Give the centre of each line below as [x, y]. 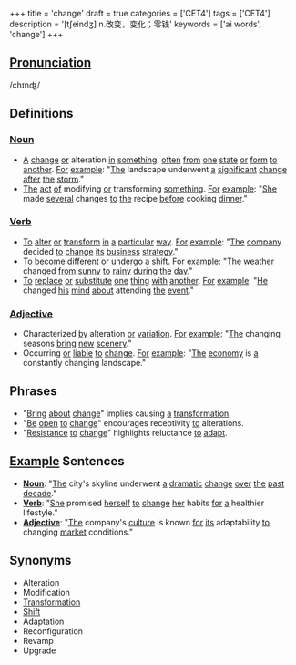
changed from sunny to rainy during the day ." [107, 270]
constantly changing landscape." [84, 363]
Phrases [33, 391]
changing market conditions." [78, 532]
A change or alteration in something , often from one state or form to [150, 160]
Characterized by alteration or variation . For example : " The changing [151, 334]
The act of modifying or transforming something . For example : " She [150, 188]
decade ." [40, 493]
